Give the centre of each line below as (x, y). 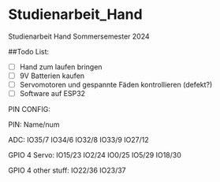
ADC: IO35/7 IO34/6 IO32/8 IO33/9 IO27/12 (79, 140)
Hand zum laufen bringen (61, 67)
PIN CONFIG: (30, 110)
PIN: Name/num (34, 124)
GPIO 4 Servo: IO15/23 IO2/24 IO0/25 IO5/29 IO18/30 (95, 155)
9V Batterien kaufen (52, 76)
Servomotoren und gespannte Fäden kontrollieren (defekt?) (116, 85)
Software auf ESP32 (52, 94)
